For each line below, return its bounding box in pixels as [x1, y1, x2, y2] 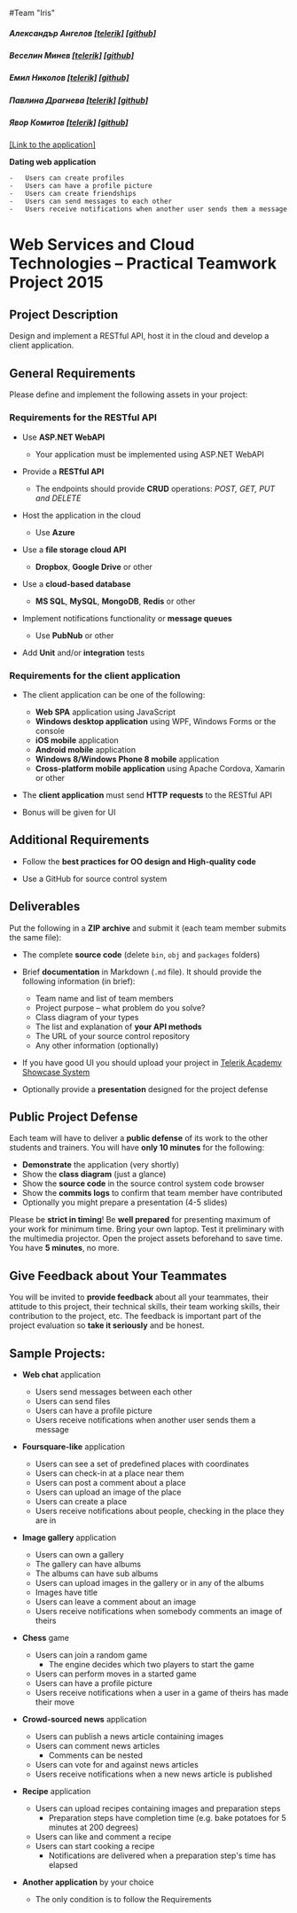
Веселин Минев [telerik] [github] [9, 50, 135, 60]
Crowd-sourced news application [21, 1714, 147, 1724]
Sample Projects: [9, 1346, 106, 1361]
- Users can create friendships [9, 190, 137, 199]
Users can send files [35, 1395, 111, 1406]
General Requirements [9, 365, 136, 380]
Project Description [9, 308, 119, 323]
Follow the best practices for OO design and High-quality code [21, 855, 257, 867]
